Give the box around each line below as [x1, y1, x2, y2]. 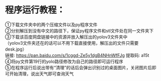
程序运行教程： [5, 4, 66, 16]
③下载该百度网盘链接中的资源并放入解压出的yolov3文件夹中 [5, 34, 128, 40]
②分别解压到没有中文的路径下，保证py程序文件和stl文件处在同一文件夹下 [5, 27, 154, 33]
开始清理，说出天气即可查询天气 [9, 71, 74, 77]
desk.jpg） [5, 46, 27, 52]
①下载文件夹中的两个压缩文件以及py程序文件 [5, 22, 98, 27]
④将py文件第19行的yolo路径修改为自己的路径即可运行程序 [5, 58, 123, 64]
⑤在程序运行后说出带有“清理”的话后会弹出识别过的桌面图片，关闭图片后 [5, 64, 152, 70]
